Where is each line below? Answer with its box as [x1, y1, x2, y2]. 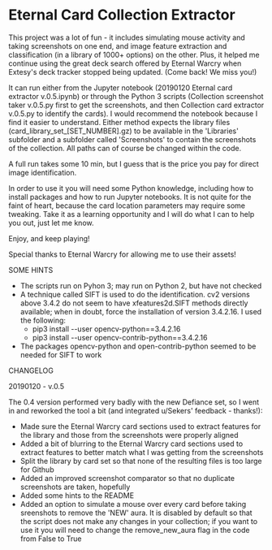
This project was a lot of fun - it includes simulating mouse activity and [8, 32, 245, 42]
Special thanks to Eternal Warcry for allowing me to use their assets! [8, 249, 237, 259]
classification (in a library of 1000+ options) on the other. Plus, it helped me [8, 50, 260, 59]
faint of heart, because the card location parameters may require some [8, 201, 246, 210]
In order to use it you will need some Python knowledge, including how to [8, 183, 254, 193]
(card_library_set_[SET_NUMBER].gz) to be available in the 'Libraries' [8, 126, 240, 136]
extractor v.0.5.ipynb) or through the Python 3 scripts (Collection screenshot [8, 91, 264, 101]
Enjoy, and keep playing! [8, 233, 91, 243]
